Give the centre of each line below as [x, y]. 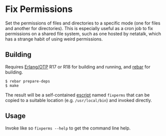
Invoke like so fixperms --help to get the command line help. [68, 128]
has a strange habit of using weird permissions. [54, 39]
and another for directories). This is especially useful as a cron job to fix [79, 28]
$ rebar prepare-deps [28, 81]
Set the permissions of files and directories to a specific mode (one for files [83, 23]
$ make [12, 85]
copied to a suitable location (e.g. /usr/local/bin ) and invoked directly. [79, 100]
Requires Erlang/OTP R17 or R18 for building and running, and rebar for [78, 66]
